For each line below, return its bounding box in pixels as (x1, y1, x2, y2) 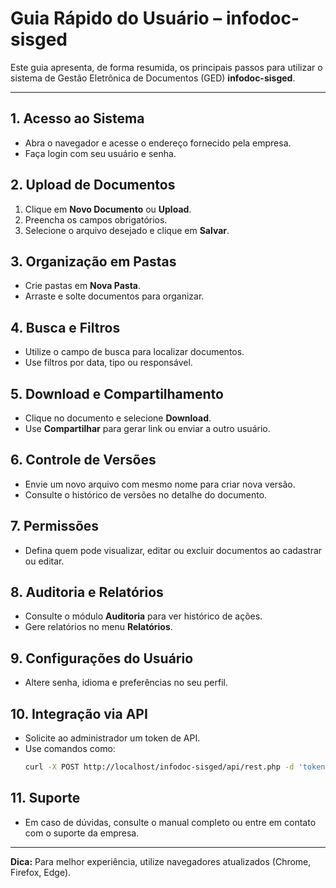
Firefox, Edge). (10, 866, 72, 878)
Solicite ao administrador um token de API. (24, 732, 201, 744)
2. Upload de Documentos (10, 177, 176, 194)
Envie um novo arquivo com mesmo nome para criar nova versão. (24, 478, 296, 490)
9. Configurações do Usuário (10, 650, 194, 667)
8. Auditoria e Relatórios (10, 584, 164, 601)
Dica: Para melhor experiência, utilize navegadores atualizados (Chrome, (10, 855, 312, 867)
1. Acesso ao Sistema (10, 110, 145, 127)
